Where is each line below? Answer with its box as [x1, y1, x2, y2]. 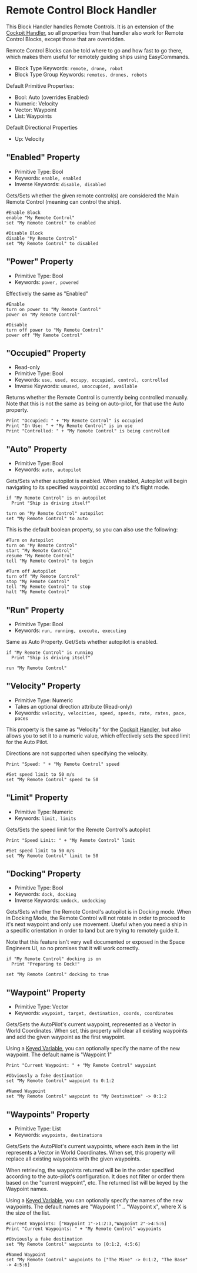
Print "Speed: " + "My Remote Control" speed [6, 761, 119, 767]
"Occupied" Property [6, 348, 86, 358]
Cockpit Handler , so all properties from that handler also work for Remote [6, 29, 183, 36]
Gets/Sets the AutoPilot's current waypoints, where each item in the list [6, 1143, 179, 1150]
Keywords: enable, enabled [14, 174, 82, 181]
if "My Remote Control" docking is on [6, 956, 101, 962]
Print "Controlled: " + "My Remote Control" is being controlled [6, 428, 169, 434]
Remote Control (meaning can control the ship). [6, 198, 122, 205]
